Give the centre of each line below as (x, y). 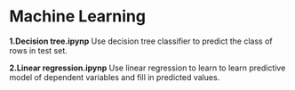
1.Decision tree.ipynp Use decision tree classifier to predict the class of (141, 41)
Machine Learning (78, 16)
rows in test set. (39, 50)
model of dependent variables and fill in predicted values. (115, 77)
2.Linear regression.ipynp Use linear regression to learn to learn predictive (147, 68)
